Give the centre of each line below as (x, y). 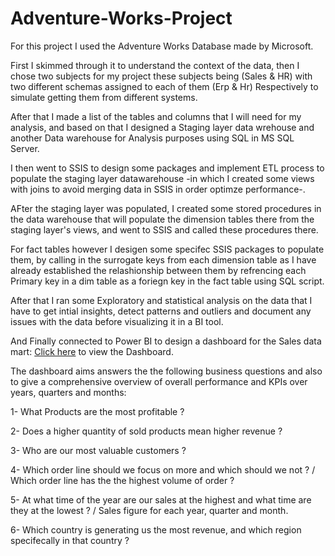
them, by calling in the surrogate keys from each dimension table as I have (163, 259)
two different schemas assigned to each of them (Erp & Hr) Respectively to (164, 86)
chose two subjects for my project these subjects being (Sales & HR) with (161, 76)
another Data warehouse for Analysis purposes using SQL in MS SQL (152, 138)
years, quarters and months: (68, 392)
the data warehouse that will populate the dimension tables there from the (162, 219)
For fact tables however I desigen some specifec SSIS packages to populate (167, 249)
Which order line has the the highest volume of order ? (122, 480)
